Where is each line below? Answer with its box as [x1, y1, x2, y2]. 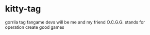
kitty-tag [5, 3, 41, 14]
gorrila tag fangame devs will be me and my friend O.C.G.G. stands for [5, 19, 146, 25]
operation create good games [5, 24, 65, 30]
